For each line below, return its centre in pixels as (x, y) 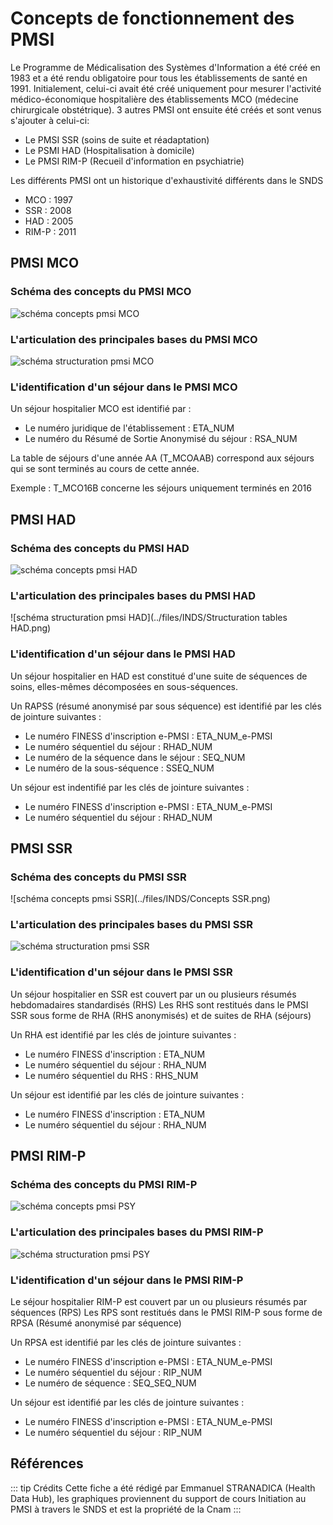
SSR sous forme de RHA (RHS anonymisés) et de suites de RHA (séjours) (161, 1015)
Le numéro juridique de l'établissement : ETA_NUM (129, 428)
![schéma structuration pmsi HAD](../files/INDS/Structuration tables (149, 618)
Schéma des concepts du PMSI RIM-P (104, 1185)
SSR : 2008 (48, 210)
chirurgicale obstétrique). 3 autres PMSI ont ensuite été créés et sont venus (166, 109)
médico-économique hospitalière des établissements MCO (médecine (154, 99)
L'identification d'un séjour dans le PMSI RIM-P (127, 1280)
